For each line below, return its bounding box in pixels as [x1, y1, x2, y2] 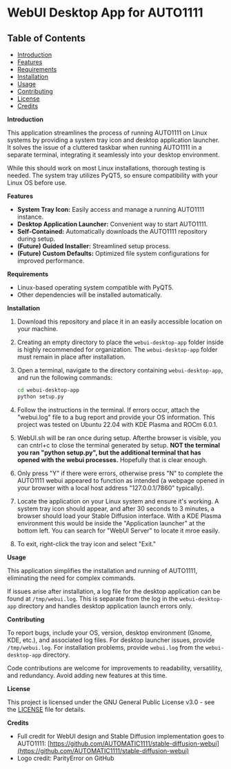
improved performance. [17, 257, 85, 265]
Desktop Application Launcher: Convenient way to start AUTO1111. [17, 220, 208, 228]
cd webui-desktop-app [17, 387, 79, 394]
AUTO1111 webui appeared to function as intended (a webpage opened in [17, 476, 225, 484]
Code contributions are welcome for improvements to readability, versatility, [7, 663, 223, 672]
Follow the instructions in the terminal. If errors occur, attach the [17, 406, 200, 414]
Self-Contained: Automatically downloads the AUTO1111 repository [17, 228, 208, 235]
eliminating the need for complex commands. [7, 574, 136, 582]
